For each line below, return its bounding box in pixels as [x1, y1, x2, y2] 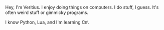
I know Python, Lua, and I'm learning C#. [5, 19, 89, 25]
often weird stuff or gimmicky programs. [5, 9, 89, 15]
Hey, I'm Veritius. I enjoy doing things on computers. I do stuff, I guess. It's [5, 4, 159, 10]
